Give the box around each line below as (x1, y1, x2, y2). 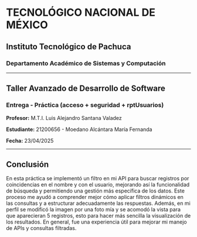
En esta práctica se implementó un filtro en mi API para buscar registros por (6, 175, 189, 182)
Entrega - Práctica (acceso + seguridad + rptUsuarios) (6, 101, 164, 109)
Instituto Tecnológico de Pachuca (6, 42, 131, 51)
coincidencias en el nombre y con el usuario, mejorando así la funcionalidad (6, 181, 190, 188)
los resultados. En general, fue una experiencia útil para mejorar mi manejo (6, 218, 187, 225)
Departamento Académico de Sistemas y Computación (6, 59, 166, 67)
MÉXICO (6, 18, 48, 32)
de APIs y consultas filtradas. (6, 225, 77, 232)
